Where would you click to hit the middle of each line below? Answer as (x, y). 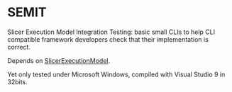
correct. (19, 47)
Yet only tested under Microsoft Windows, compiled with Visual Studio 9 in (116, 74)
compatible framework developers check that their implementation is (108, 39)
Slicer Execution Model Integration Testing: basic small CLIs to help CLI (111, 32)
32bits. (18, 81)
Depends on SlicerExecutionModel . (59, 60)
